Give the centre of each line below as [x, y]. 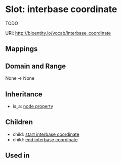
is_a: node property [33, 106]
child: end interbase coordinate [45, 139]
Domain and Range [36, 66]
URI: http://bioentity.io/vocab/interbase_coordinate [58, 33]
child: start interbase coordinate [46, 134]
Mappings [22, 49]
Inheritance [24, 94]
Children [19, 122]
